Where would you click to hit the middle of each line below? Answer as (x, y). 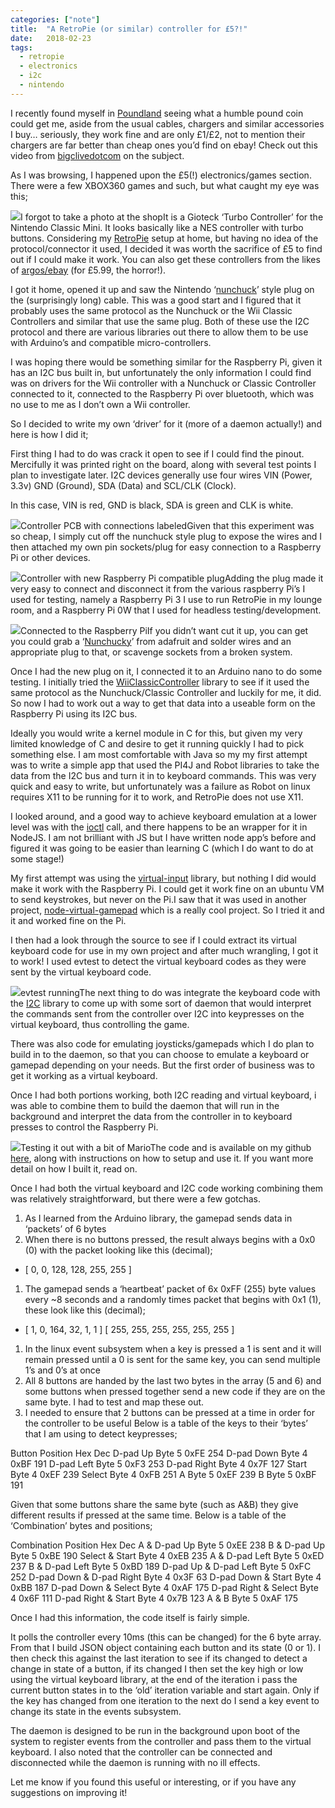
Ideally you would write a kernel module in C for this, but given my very (156, 733)
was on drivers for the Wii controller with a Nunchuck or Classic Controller (163, 383)
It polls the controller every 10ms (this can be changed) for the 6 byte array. (166, 1637)
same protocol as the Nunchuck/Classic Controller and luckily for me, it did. (166, 692)
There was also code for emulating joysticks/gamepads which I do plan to (162, 1043)
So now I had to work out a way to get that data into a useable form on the (163, 703)
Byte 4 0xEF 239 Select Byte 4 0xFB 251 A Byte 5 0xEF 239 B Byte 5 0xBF (163, 1474)
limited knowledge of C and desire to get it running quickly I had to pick (157, 743)
